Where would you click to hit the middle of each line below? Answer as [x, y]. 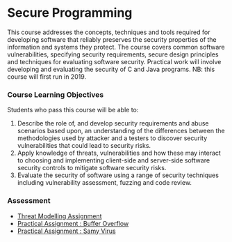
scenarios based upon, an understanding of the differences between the [121, 131]
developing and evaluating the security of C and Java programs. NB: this [111, 69]
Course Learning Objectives [56, 94]
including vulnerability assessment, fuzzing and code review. [105, 183]
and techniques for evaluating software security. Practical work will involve [114, 61]
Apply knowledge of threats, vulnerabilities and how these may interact [119, 153]
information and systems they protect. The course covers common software [116, 47]
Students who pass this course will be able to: [73, 110]
